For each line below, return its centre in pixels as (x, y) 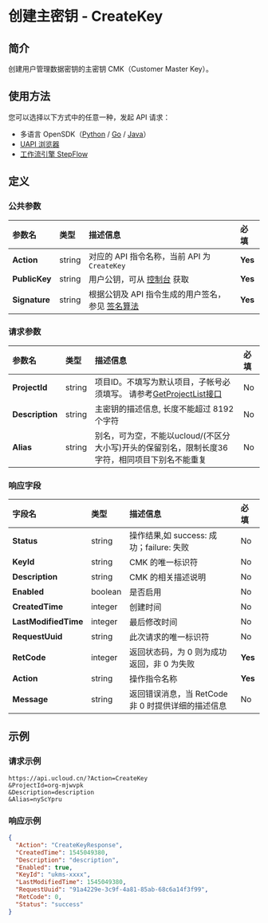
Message (30, 700)
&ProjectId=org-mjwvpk (46, 785)
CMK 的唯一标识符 (163, 563)
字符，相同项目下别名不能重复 (151, 459)
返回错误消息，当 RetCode (179, 694)
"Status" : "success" (49, 904)
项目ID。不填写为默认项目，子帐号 (159, 382)
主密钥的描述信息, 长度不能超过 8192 (164, 409)
